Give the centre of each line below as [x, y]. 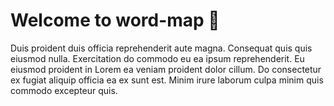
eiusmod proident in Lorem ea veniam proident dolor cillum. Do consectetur [166, 69]
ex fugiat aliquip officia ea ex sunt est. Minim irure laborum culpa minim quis [167, 80]
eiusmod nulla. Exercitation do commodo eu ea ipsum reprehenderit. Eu [157, 58]
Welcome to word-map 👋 [115, 20]
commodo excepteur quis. [64, 90]
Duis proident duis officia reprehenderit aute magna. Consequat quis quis [161, 48]
